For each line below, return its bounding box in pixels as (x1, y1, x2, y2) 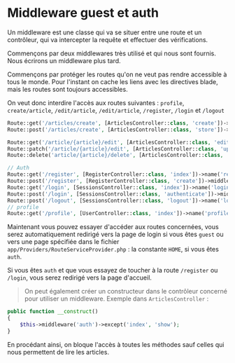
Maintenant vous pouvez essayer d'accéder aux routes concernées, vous (7, 223, 219, 231)
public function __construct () (7, 308, 99, 315)
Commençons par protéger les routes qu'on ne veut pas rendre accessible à (7, 70, 227, 78)
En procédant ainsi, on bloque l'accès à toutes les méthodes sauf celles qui (7, 340, 225, 348)
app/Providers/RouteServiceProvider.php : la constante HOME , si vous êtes (7, 245, 219, 254)
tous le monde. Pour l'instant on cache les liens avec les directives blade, (7, 77, 218, 85)
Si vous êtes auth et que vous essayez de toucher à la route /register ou (7, 266, 218, 275)
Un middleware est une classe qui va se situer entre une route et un (7, 28, 202, 36)
